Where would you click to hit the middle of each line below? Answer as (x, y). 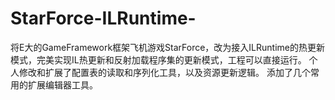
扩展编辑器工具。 (62, 84)
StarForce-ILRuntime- (103, 18)
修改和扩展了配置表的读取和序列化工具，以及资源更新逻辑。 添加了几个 (164, 72)
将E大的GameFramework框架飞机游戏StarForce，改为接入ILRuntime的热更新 (167, 47)
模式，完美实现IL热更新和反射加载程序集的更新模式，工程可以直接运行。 (158, 59)
